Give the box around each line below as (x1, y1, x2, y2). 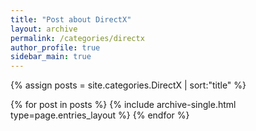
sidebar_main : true (10, 52, 92, 62)
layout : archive (10, 24, 78, 34)
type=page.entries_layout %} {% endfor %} (10, 109, 190, 121)
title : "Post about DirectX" (10, 14, 132, 25)
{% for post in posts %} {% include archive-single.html (10, 99, 237, 111)
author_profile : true (10, 42, 101, 53)
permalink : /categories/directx (10, 33, 145, 43)
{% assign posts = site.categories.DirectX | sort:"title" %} (10, 79, 247, 91)
